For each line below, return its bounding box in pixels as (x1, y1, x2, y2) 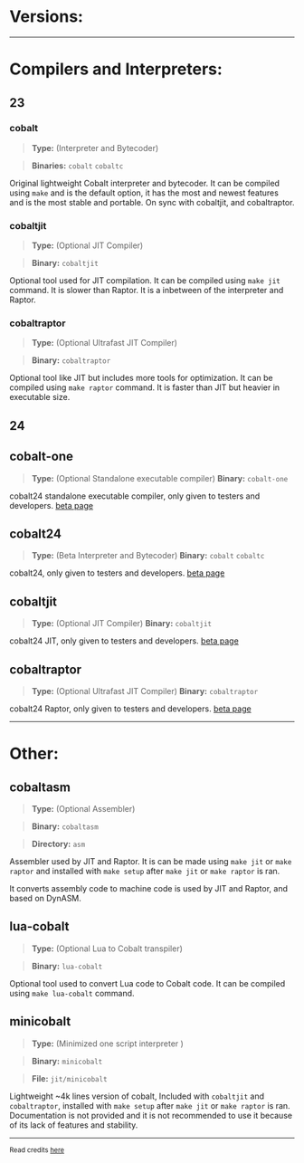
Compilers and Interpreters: (9, 59, 223, 80)
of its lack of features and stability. (9, 1120, 138, 1130)
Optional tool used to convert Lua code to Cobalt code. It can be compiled (9, 977, 286, 988)
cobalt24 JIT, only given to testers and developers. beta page (9, 635, 240, 646)
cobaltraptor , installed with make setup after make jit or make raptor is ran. (9, 1100, 291, 1111)
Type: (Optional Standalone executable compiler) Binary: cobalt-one (31, 472, 289, 483)
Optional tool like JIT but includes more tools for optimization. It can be (9, 373, 273, 384)
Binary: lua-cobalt (31, 960, 103, 971)
